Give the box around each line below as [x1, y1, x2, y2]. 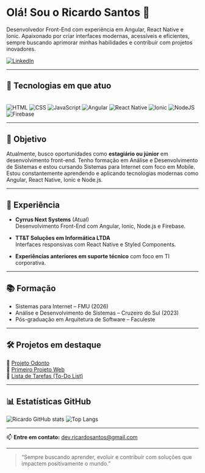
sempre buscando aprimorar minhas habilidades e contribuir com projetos [6, 39, 193, 46]
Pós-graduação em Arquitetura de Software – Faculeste [15, 315, 156, 323]
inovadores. [6, 45, 37, 53]
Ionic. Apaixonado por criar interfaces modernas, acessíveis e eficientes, [6, 32, 190, 39]
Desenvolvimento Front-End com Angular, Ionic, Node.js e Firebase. [15, 223, 186, 230]
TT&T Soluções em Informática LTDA [15, 234, 111, 242]
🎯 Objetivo [6, 134, 47, 144]
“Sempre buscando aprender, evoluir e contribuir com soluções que [21, 453, 192, 461]
